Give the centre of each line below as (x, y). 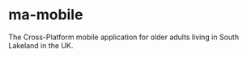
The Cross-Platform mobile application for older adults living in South (124, 37)
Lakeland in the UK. (41, 45)
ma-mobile (46, 15)
